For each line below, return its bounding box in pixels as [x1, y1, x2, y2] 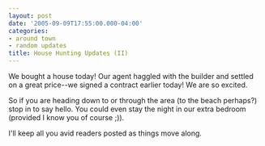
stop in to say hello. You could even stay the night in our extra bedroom [8, 104, 246, 114]
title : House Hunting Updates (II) [8, 49, 129, 57]
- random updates [8, 42, 67, 50]
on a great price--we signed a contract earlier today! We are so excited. [8, 80, 248, 90]
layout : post [8, 11, 53, 20]
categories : [8, 27, 49, 35]
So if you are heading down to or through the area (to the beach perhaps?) [8, 96, 258, 105]
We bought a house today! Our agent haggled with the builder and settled [8, 72, 254, 81]
